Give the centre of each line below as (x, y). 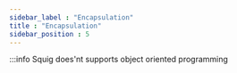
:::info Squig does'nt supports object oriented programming (118, 60)
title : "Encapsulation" (55, 26)
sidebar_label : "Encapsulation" (72, 17)
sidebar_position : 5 (50, 34)
